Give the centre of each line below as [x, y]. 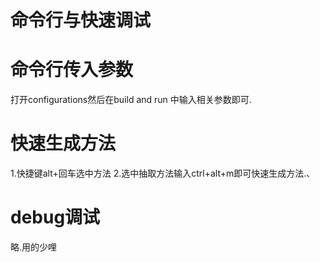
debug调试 [55, 217]
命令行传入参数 [72, 70]
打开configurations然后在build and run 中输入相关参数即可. [131, 100]
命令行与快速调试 [81, 20]
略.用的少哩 [34, 247]
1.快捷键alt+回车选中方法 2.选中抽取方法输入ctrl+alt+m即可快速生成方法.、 [163, 173]
